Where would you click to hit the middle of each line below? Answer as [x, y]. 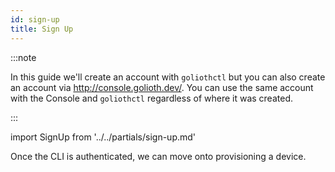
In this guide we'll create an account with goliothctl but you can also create [168, 77]
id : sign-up [35, 19]
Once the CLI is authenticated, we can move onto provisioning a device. [158, 156]
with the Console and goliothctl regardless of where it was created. [151, 98]
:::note [23, 57]
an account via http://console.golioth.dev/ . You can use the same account [162, 87]
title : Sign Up [42, 29]
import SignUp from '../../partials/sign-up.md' [103, 137]
